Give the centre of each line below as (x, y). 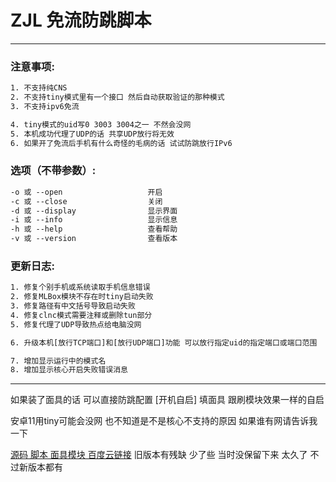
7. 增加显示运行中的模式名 (58, 361)
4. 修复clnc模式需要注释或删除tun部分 (81, 315)
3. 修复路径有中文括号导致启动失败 (73, 306)
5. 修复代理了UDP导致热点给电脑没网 (76, 324)
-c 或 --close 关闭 (86, 201)
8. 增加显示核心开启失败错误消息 (69, 370)
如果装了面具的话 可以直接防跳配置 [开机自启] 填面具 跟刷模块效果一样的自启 (167, 400)
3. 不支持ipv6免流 (45, 106)
